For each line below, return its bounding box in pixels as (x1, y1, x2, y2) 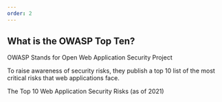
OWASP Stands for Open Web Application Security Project (7, 53, 173, 62)
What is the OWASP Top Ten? (7, 36, 135, 47)
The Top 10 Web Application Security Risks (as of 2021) (7, 87, 164, 96)
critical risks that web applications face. (7, 74, 120, 82)
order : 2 (7, 10, 32, 17)
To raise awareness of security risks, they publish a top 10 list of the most (7, 66, 215, 75)
